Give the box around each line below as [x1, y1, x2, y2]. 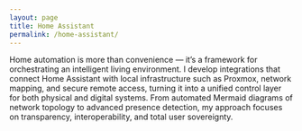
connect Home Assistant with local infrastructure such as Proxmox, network [9, 74, 292, 84]
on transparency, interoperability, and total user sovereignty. [9, 111, 233, 122]
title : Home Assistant [9, 22, 95, 31]
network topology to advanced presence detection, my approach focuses [9, 102, 283, 113]
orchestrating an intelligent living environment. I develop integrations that [9, 64, 281, 74]
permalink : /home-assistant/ [9, 30, 119, 39]
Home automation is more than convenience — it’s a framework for [9, 55, 258, 65]
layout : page [9, 13, 59, 22]
